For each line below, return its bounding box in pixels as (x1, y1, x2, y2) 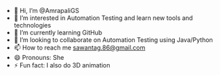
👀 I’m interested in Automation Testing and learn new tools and (13, 14, 193, 22)
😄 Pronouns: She (13, 54, 65, 61)
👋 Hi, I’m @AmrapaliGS (13, 7, 80, 14)
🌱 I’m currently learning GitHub (13, 28, 103, 36)
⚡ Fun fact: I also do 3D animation (13, 61, 111, 69)
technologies (13, 21, 51, 29)
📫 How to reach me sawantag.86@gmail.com (13, 43, 146, 52)
